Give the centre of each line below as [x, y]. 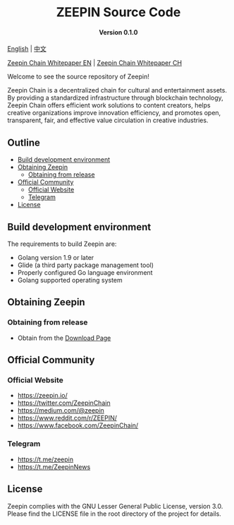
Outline [24, 142]
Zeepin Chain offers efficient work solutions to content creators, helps [109, 105]
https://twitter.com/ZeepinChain [64, 403]
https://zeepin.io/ [43, 396]
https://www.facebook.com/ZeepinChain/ [78, 425]
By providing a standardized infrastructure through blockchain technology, [115, 98]
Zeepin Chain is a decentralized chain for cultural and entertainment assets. [117, 90]
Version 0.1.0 [118, 32]
